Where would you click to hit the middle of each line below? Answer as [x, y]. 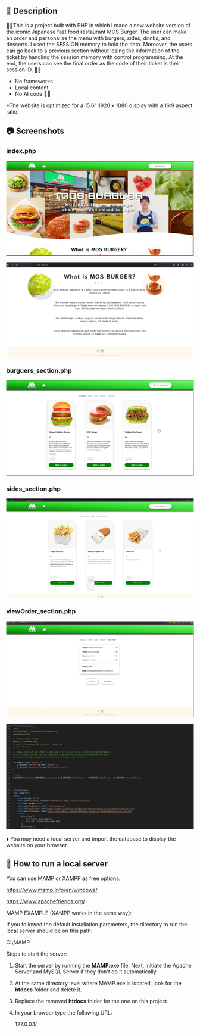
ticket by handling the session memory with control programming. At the [95, 57]
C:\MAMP [18, 942]
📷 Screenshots [35, 131]
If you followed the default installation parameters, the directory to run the [97, 924]
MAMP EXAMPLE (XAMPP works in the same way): [69, 913]
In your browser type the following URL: [63, 1012]
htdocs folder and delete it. [48, 990]
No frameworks [34, 81]
